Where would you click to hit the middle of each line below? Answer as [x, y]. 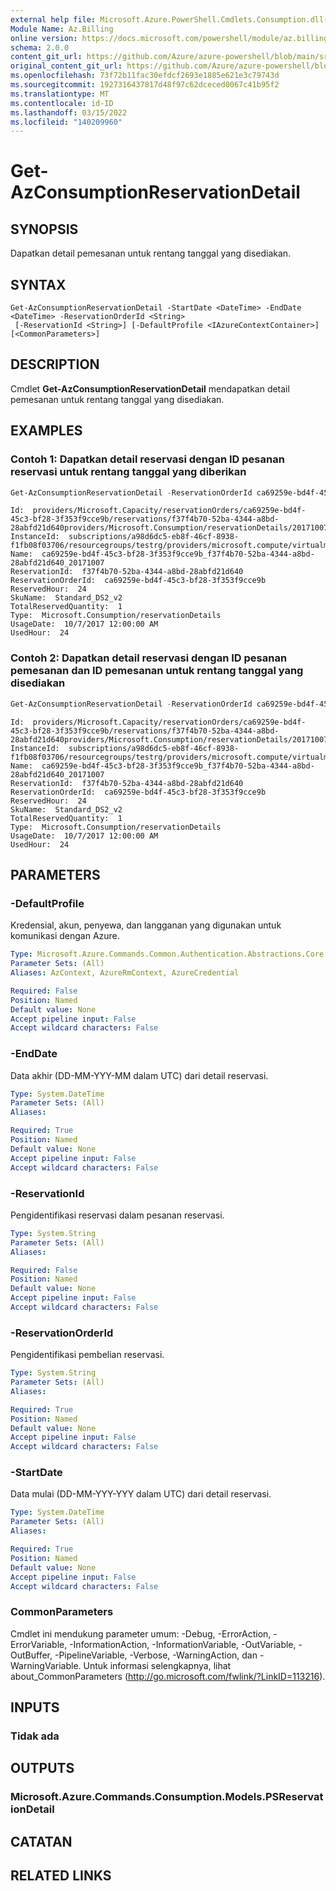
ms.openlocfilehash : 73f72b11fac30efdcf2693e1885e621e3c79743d [145, 76]
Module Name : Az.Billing [62, 29]
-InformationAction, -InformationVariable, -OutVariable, [183, 1644]
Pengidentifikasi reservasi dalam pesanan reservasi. [117, 1215]
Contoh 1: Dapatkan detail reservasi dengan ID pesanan [147, 459]
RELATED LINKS [61, 1876]
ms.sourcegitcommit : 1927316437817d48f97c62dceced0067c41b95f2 [145, 85]
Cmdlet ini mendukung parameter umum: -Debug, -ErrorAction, [141, 1633]
